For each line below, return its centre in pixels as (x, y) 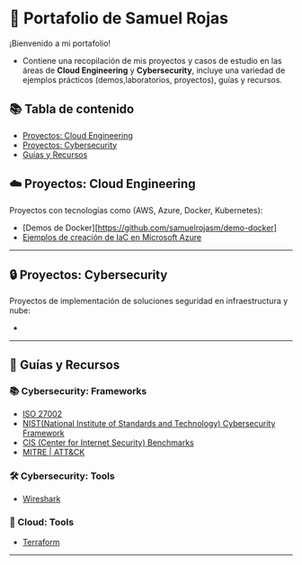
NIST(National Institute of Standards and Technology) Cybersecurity (149, 424)
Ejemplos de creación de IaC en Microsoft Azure (112, 237)
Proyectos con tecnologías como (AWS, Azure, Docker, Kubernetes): (136, 210)
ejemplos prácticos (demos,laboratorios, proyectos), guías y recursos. (152, 79)
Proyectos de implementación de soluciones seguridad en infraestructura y (149, 301)
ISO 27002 (42, 414)
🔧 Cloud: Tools (42, 523)
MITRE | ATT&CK (53, 453)
